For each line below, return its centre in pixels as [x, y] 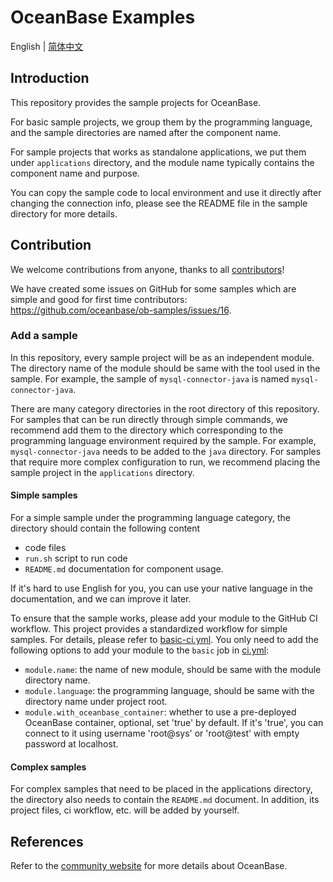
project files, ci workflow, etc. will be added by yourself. [125, 810]
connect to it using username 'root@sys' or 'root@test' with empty [162, 733]
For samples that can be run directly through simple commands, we [149, 419]
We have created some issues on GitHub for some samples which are [153, 288]
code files [45, 548]
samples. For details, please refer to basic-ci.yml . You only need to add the [164, 640]
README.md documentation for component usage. [124, 569]
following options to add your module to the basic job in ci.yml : [140, 650]
